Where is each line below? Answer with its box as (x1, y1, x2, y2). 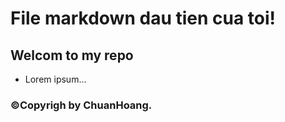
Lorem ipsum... (24, 73, 87, 85)
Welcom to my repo (10, 47, 134, 64)
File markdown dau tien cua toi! (10, 7, 277, 30)
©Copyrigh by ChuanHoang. (10, 98, 153, 112)
